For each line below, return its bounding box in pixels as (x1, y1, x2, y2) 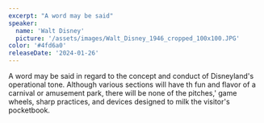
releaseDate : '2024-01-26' (8, 49, 99, 57)
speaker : (8, 19, 38, 27)
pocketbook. (8, 105, 51, 115)
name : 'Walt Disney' (15, 27, 85, 35)
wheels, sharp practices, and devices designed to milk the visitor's (8, 97, 230, 106)
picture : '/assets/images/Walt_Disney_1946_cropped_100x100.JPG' (15, 34, 241, 43)
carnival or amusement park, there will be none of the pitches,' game (8, 88, 237, 97)
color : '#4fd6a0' (8, 42, 67, 50)
